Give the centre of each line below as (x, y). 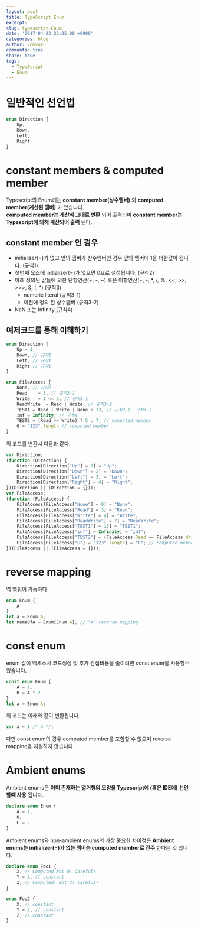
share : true (21, 56)
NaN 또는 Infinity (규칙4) (44, 310)
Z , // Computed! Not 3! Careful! (58, 883)
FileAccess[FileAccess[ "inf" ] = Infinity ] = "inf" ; (81, 532)
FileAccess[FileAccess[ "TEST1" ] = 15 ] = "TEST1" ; (79, 527)
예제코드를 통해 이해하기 (47, 330)
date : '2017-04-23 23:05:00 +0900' (50, 34)
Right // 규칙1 (34, 366)
